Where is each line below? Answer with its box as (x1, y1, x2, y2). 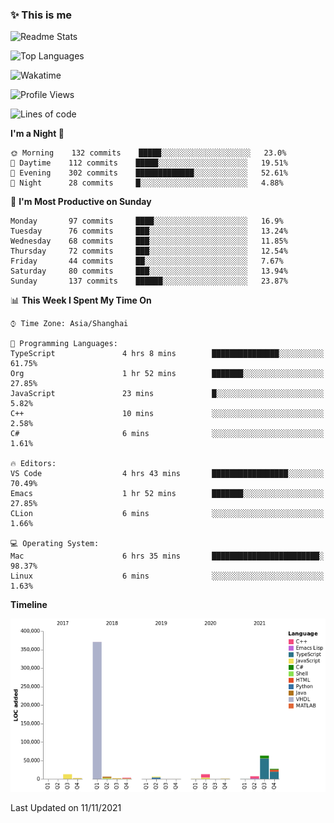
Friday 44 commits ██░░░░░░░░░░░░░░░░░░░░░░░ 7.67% (10, 256, 284, 267)
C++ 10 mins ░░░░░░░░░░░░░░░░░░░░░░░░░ (10, 409, 325, 419)
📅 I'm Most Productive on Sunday (10, 196, 152, 208)
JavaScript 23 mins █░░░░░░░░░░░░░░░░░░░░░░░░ (10, 389, 325, 399)
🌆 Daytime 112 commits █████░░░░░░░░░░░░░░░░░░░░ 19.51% (10, 158, 288, 168)
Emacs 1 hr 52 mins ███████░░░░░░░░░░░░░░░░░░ (10, 489, 325, 499)
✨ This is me (10, 8, 73, 22)
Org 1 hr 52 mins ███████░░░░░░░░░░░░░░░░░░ (10, 369, 325, 379)
